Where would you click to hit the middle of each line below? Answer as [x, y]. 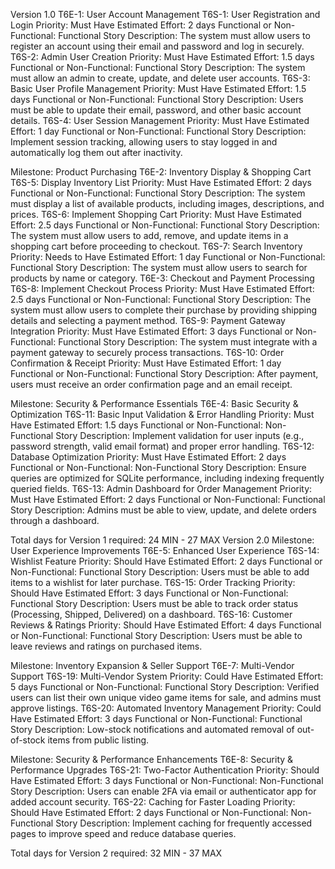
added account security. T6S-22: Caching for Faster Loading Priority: [153, 802]
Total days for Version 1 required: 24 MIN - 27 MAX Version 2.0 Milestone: [162, 540]
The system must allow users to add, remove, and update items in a [149, 235]
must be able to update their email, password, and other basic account [156, 110]
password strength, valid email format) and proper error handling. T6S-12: [162, 446]
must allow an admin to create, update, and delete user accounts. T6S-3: [160, 78]
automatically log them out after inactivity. [96, 152]
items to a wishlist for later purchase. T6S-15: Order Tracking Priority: [153, 582]
